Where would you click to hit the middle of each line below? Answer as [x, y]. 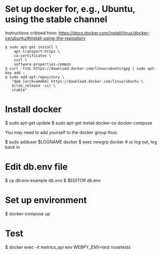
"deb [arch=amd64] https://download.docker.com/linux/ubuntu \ [77, 81]
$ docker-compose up [28, 213]
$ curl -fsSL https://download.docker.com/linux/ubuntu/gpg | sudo [75, 69]
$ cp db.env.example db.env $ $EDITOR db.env [53, 180]
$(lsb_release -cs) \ [34, 86]
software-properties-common [42, 64]
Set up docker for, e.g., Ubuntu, [70, 9]
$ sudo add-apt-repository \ [35, 77]
